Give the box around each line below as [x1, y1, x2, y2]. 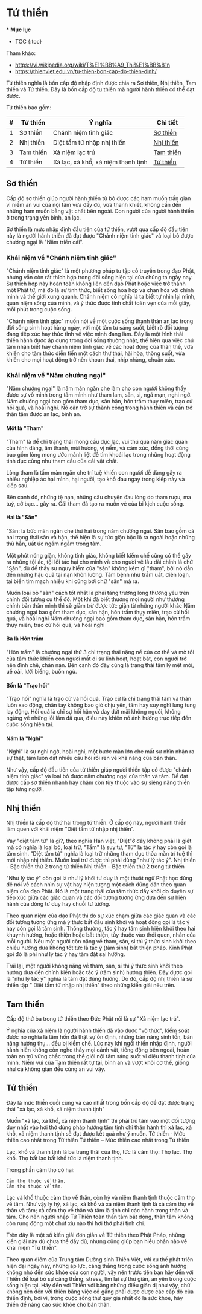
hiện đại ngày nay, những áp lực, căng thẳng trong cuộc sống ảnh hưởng [6, 1262, 187, 1269]
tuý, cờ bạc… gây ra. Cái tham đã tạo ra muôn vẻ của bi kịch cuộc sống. [6, 499, 185, 507]
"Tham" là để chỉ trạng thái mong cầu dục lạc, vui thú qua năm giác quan [6, 438, 188, 445]
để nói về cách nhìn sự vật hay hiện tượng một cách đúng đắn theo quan [6, 881, 186, 888]
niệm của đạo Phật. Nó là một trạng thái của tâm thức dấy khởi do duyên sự [6, 888, 194, 895]
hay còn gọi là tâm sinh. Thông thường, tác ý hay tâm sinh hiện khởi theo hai [6, 925, 196, 932]
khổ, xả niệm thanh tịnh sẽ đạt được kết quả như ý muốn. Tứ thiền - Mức [6, 1130, 186, 1137]
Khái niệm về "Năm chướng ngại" [6, 371, 106, 379]
